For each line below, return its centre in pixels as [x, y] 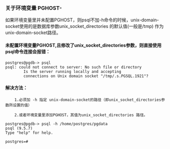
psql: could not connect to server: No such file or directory [74, 67]
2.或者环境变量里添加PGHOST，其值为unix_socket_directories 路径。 [81, 115]
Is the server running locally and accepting [73, 71]
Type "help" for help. [29, 133]
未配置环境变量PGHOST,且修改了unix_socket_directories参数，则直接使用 [83, 45]
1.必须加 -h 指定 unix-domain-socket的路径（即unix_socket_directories [88, 100]
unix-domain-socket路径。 [33, 33]
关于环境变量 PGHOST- [34, 8]
